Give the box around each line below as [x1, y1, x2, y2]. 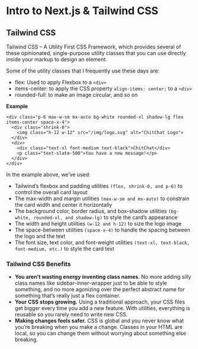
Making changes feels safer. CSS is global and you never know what [14, 317, 184, 324]
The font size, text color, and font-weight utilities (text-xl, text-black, [14, 239, 190, 246]
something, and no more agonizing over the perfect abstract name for [14, 286, 185, 293]
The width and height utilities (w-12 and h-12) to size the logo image [14, 220, 182, 227]
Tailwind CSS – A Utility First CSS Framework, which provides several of [6, 43, 181, 50]
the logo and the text [14, 233, 66, 240]
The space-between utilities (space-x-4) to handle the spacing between [14, 226, 190, 233]
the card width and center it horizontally [14, 201, 112, 208]
